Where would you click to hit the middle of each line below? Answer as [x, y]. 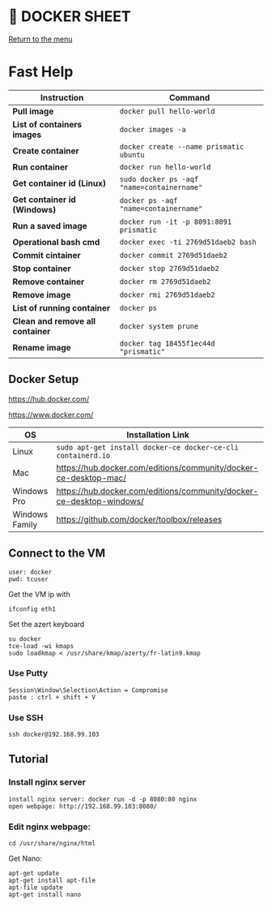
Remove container [49, 282]
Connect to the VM [57, 554]
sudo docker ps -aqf [159, 179]
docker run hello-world [165, 167]
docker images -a [153, 129]
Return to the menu [40, 39]
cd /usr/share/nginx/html [52, 844]
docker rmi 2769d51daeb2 [167, 294]
